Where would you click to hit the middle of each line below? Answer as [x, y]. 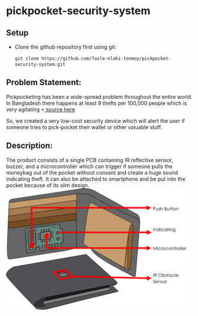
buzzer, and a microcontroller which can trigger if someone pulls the [89, 166]
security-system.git [40, 65]
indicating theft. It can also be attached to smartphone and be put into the [96, 179]
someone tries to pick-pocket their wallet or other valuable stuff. [84, 127]
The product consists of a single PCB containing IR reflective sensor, [90, 160]
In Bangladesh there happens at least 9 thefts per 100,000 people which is [97, 103]
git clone [27, 59]
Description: [30, 146]
